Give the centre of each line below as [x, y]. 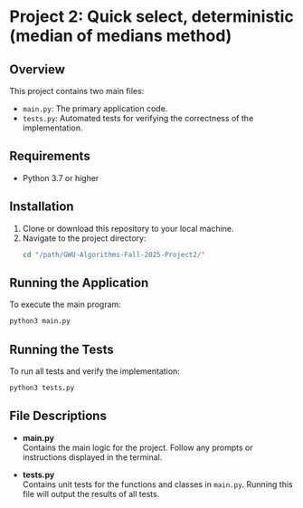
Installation [42, 207]
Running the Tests [62, 349]
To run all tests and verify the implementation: [95, 371]
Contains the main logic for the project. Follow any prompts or [137, 447]
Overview [38, 69]
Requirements [50, 156]
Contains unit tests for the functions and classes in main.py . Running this [157, 484]
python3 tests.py [42, 388]
